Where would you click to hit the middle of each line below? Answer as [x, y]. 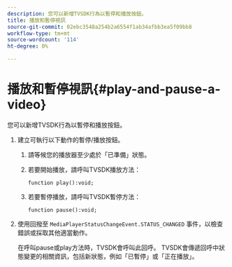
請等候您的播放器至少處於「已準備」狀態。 [89, 154]
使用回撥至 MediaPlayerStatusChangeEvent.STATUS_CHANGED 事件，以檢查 [120, 224]
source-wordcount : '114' [43, 40]
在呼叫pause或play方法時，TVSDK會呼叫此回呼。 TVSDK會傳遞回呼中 [118, 247]
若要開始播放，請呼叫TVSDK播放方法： [84, 170]
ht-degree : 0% [28, 46]
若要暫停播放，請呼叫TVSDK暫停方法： [84, 196]
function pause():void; [63, 210]
